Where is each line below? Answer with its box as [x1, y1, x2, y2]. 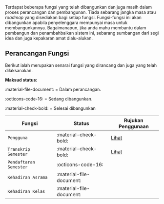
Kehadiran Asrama [7, 174, 48, 180]
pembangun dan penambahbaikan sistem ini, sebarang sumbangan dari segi [5, 30, 159, 36]
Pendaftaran [7, 159, 36, 165]
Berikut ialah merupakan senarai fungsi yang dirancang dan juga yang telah [5, 62, 157, 68]
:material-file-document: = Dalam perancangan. [5, 86, 102, 92]
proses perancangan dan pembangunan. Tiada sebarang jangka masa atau [5, 9, 156, 15]
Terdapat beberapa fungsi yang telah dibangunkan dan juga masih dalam [5, 4, 152, 10]
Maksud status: [5, 77, 38, 82]
